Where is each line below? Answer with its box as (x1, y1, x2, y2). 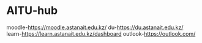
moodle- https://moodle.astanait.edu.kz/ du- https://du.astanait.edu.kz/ (6, 24, 184, 31)
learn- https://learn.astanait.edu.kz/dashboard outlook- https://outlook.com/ (6, 30, 196, 37)
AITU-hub (6, 4, 58, 18)
